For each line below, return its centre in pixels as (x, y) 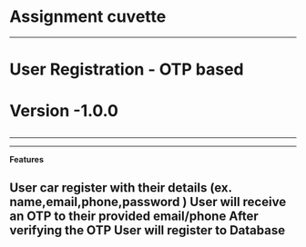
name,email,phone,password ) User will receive (148, 202)
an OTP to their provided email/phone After (134, 217)
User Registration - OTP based (127, 69)
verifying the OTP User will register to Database (147, 230)
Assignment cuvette (88, 17)
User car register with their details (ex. (121, 188)
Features (26, 159)
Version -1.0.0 (64, 111)
